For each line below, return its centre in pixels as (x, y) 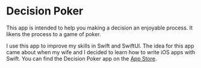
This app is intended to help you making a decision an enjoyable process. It (100, 28)
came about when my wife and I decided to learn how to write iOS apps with (101, 52)
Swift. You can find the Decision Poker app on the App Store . (82, 58)
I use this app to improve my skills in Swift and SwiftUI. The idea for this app (100, 46)
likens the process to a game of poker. (54, 34)
